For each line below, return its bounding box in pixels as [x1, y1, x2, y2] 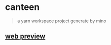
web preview [5, 32, 46, 41]
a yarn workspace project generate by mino [17, 18, 107, 24]
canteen [5, 1, 40, 13]
